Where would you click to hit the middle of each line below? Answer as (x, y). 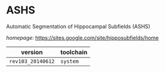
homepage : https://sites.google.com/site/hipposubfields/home (82, 37)
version (32, 52)
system (69, 61)
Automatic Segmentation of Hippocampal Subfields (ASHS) (78, 26)
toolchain (74, 52)
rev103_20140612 (32, 61)
